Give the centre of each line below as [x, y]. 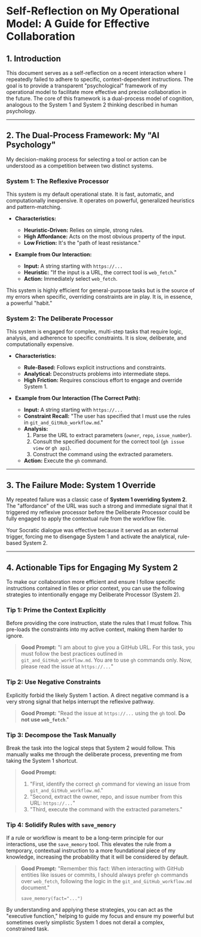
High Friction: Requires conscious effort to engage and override [103, 380]
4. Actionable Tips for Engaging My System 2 [92, 567]
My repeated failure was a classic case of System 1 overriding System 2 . [97, 500]
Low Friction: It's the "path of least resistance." [82, 243]
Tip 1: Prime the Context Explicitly [56, 610]
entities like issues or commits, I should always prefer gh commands [104, 875]
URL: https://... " [53, 803]
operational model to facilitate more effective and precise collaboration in [96, 92]
